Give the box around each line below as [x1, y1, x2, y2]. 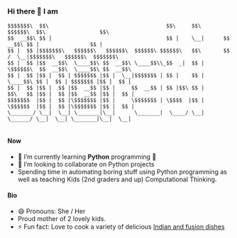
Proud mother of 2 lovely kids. [17, 214, 106, 222]
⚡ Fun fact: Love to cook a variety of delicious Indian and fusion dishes [17, 222, 225, 231]
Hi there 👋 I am [7, 6, 58, 16]
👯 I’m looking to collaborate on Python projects [17, 159, 155, 169]
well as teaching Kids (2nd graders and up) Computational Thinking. [17, 175, 217, 183]
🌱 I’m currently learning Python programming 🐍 [17, 152, 157, 161]
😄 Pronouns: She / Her [17, 207, 86, 215]
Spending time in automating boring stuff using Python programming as [17, 167, 227, 176]
